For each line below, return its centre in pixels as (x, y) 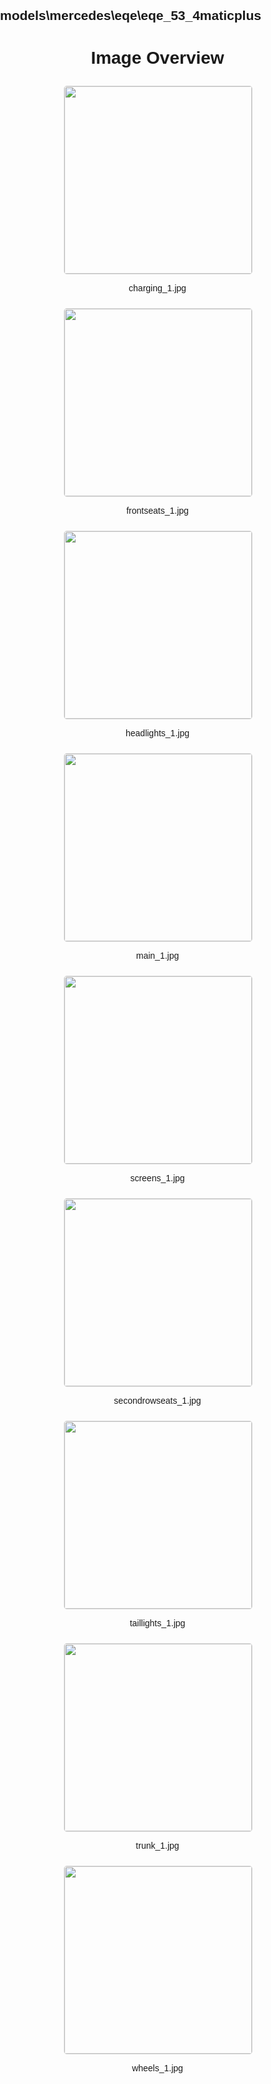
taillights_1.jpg (157, 1623)
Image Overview (157, 57)
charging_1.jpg (157, 288)
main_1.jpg (157, 956)
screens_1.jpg (157, 1178)
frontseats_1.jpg (157, 511)
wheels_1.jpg (157, 2068)
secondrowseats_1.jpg (157, 1401)
